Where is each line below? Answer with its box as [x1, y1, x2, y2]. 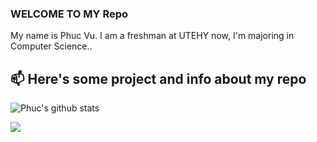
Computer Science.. [10, 40, 93, 52]
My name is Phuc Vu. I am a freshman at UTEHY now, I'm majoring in [10, 30, 295, 42]
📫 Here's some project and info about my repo [10, 70, 307, 87]
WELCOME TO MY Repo [10, 7, 129, 21]
